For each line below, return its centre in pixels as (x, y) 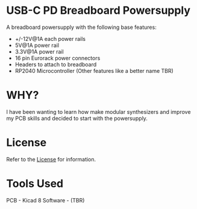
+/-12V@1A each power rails (50, 39)
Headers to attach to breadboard (56, 64)
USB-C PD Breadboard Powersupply (98, 11)
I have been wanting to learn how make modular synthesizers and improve (98, 111)
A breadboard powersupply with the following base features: (81, 27)
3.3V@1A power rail (39, 51)
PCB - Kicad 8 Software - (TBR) (45, 200)
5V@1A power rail (37, 45)
